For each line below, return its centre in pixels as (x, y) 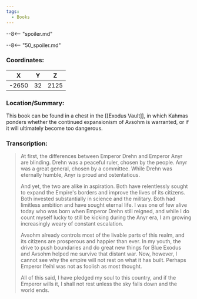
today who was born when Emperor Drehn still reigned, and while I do (105, 211)
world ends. (35, 290)
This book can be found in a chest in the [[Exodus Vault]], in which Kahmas (97, 116)
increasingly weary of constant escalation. (72, 224)
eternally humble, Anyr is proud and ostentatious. (80, 175)
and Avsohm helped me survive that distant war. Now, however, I (99, 254)
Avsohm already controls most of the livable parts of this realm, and (102, 235)
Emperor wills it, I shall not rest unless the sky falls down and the (99, 284)
